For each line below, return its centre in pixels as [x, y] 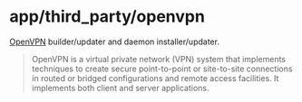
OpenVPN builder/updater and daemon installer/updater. [115, 42]
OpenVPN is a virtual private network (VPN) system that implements [158, 59]
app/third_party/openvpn [107, 17]
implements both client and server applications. [121, 88]
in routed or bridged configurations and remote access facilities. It [155, 78]
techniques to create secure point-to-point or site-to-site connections [162, 69]
